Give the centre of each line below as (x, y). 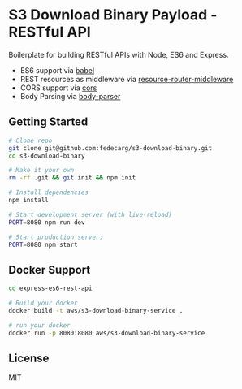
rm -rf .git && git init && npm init (72, 178)
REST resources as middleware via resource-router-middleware (127, 79)
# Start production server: (56, 237)
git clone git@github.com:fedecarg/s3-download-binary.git (110, 148)
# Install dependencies (49, 192)
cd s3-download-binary (47, 156)
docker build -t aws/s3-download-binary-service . (96, 310)
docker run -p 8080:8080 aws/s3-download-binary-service (107, 333)
